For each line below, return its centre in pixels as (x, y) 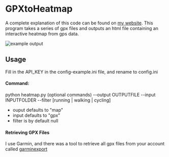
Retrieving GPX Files (27, 132)
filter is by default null (35, 120)
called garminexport (26, 149)
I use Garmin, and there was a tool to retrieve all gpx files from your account (85, 144)
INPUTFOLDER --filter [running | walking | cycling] (58, 100)
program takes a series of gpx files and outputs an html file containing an (82, 28)
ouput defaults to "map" (38, 110)
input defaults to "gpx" (36, 115)
